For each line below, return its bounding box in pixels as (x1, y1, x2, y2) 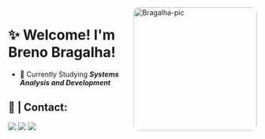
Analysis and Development (19, 77, 111, 87)
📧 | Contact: (8, 101, 69, 115)
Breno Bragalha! (8, 43, 116, 62)
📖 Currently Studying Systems (19, 69, 120, 79)
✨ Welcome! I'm (8, 26, 116, 44)
